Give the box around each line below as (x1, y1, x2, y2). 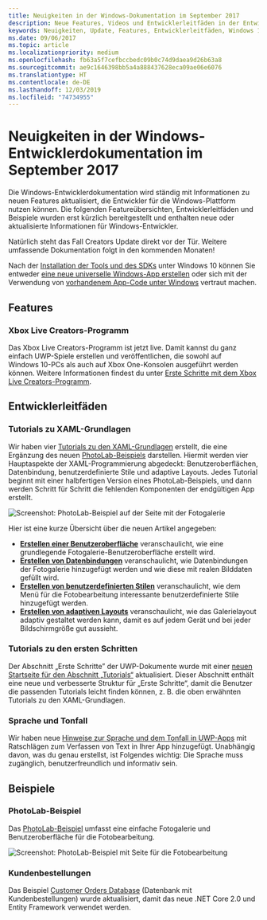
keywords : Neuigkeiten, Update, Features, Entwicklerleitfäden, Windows (8, 26, 254, 34)
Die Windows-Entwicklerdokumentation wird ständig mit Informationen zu (8, 188, 250, 198)
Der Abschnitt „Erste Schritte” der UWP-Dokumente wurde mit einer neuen (8, 661, 253, 671)
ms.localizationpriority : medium (8, 49, 119, 57)
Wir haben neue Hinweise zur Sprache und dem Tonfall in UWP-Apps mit (8, 734, 247, 743)
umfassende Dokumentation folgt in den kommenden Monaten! (8, 245, 215, 255)
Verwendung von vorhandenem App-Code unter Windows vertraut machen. (8, 278, 257, 288)
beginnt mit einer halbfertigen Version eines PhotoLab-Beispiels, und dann (8, 476, 252, 485)
